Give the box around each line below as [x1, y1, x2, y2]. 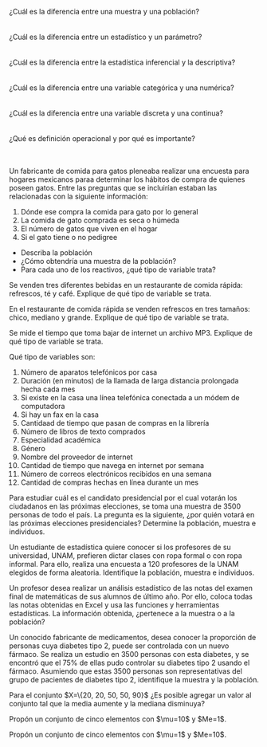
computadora [20, 402, 65, 411]
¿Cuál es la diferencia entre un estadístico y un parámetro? [9, 32, 202, 41]
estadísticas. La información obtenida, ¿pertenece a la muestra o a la [9, 609, 236, 618]
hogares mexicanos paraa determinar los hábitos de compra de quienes [9, 175, 245, 184]
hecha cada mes [20, 384, 76, 394]
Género [20, 444, 46, 453]
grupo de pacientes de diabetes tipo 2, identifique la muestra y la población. [9, 675, 260, 684]
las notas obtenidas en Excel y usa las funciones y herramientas [9, 600, 220, 609]
